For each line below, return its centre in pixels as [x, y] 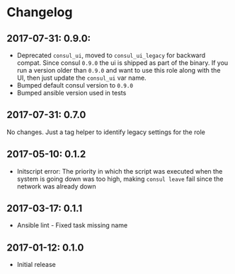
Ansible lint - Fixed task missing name [72, 225]
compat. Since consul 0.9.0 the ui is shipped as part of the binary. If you [122, 63]
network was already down [56, 186]
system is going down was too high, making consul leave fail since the [120, 179]
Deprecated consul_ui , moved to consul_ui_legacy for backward [111, 55]
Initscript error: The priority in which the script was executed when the [120, 171]
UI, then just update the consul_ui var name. [81, 78]
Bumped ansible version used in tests [71, 93]
